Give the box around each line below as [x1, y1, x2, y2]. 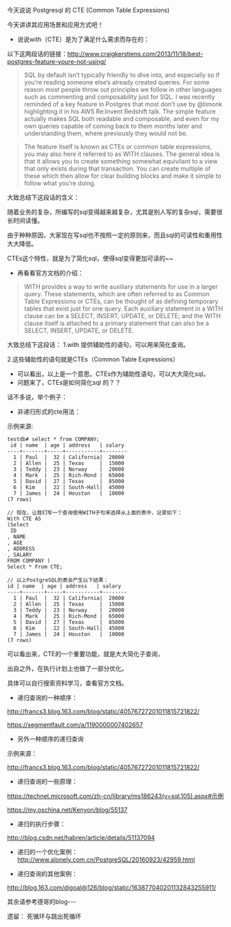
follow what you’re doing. [23, 179, 96, 187]
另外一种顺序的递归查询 [16, 735, 84, 743]
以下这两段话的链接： [7, 50, 67, 58]
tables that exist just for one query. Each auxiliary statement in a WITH [23, 304, 223, 313]
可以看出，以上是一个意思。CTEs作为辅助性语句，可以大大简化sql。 [16, 370, 210, 378]
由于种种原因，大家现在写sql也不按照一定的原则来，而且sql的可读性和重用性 [7, 231, 223, 239]
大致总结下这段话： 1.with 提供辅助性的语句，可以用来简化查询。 [7, 341, 190, 348]
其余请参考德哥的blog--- [7, 897, 77, 906]
